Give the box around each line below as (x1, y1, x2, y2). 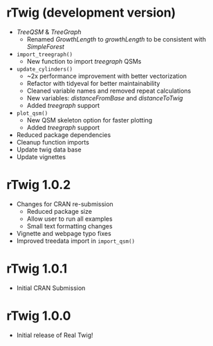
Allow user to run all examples (26, 215, 113, 223)
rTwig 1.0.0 (6, 308, 71, 323)
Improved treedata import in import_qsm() (16, 237, 136, 245)
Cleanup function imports (16, 138, 89, 146)
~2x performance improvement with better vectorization (26, 71, 187, 80)
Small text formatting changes (26, 221, 113, 230)
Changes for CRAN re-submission (16, 199, 113, 208)
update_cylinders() (16, 66, 73, 73)
